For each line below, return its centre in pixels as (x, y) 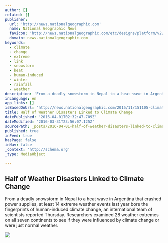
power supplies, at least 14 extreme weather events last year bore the (77, 204)
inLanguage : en (21, 98)
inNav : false (19, 145)
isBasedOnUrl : (20, 108)
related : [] (17, 15)
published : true (22, 131)
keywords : (15, 43)
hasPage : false (21, 140)
